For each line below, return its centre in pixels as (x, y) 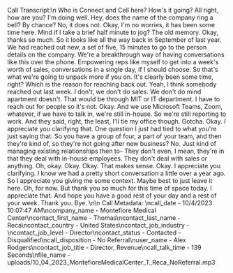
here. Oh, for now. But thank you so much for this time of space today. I (110, 188)
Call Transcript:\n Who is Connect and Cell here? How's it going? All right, (113, 10)
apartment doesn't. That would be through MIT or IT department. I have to (114, 99)
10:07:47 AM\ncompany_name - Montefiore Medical (82, 210)
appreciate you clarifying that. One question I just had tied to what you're (112, 129)
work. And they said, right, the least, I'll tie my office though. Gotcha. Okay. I (116, 121)
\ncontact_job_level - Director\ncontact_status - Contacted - (94, 233)
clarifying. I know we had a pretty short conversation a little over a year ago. (116, 173)
